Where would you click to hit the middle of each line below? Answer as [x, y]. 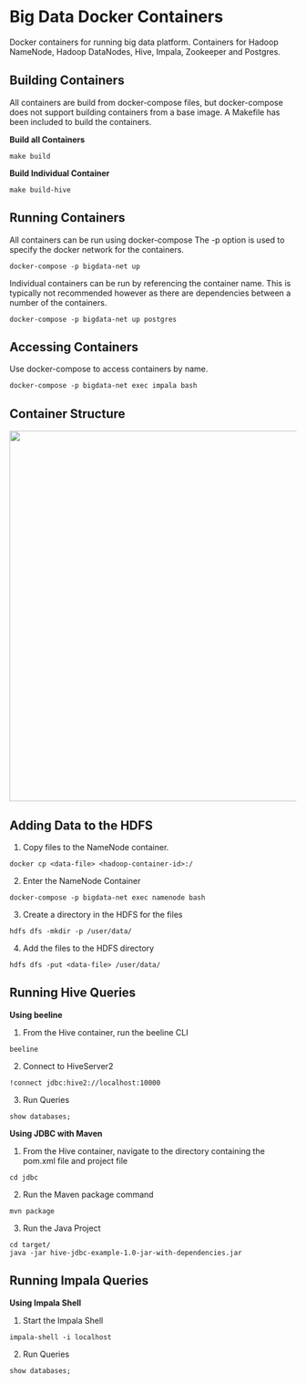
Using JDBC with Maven [56, 1133]
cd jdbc [24, 1177]
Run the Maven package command [88, 1194]
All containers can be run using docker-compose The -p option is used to [147, 240]
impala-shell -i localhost [61, 1337]
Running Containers [67, 218]
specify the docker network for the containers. [97, 249]
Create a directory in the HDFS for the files [102, 915]
